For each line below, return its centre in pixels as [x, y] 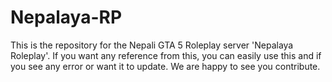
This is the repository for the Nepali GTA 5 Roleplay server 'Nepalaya [152, 45]
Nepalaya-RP [66, 17]
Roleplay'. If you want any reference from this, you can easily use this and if [166, 55]
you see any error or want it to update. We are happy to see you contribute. [165, 66]
